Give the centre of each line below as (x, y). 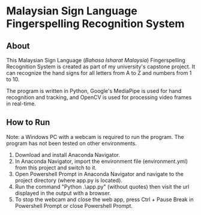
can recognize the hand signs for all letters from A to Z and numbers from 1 (99, 73)
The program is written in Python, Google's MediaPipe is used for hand (94, 91)
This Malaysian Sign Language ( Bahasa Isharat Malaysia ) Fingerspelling (96, 60)
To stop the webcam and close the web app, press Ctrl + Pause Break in (104, 199)
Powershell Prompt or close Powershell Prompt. (74, 205)
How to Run (28, 122)
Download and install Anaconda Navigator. (67, 155)
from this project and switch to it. (56, 167)
